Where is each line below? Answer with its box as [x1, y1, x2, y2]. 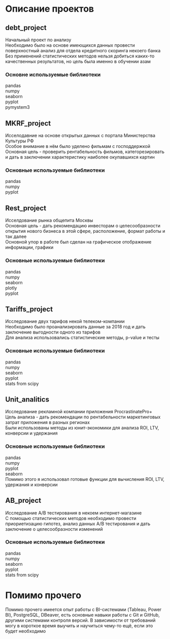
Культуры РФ [5, 138, 34, 144]
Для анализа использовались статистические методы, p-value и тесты [5, 334, 160, 341]
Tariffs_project [5, 305, 53, 313]
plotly [5, 285, 17, 291]
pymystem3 [5, 104, 30, 110]
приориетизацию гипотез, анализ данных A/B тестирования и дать [5, 521, 151, 527]
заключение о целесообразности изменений [5, 526, 103, 532]
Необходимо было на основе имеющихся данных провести [5, 42, 135, 48]
